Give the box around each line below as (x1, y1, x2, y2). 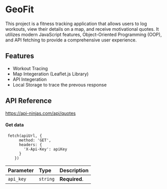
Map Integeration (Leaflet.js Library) (12, 71, 89, 77)
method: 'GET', (18, 137, 52, 143)
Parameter (8, 166, 34, 174)
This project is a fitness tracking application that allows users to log (5, 20, 147, 27)
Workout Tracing (12, 65, 48, 71)
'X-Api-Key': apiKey (23, 146, 67, 152)
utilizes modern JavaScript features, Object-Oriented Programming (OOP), (5, 31, 162, 37)
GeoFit (5, 4, 34, 15)
